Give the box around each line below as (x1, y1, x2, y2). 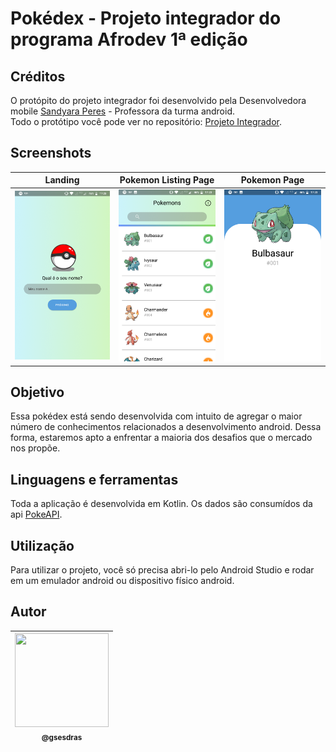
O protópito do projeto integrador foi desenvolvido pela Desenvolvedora (10, 95, 307, 106)
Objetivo (10, 383, 65, 401)
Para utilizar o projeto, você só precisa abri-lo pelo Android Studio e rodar (10, 564, 315, 576)
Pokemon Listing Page (119, 174, 215, 186)
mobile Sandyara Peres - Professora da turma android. (10, 105, 236, 117)
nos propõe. (10, 442, 61, 454)
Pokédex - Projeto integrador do (10, 7, 282, 30)
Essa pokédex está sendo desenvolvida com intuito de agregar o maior (10, 410, 303, 422)
